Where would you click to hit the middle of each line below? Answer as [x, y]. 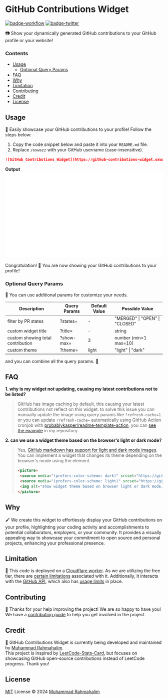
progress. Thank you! [27, 664]
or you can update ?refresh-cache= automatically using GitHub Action [89, 420]
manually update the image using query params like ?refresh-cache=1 [89, 415]
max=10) [124, 343]
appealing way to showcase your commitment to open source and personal [83, 538]
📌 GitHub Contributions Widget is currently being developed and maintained [83, 642]
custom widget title [27, 331]
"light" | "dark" [129, 350]
